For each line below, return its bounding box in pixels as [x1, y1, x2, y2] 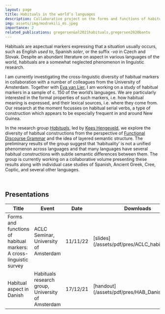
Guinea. [5, 116, 21, 121]
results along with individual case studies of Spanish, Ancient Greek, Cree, [5, 161, 156, 167]
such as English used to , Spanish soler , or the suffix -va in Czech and [5, 49, 146, 54]
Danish [7, 291, 24, 298]
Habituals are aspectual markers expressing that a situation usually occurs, [5, 44, 157, 49]
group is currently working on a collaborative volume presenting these [5, 157, 147, 162]
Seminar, [34, 232, 55, 238]
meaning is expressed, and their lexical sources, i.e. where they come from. [5, 100, 158, 105]
